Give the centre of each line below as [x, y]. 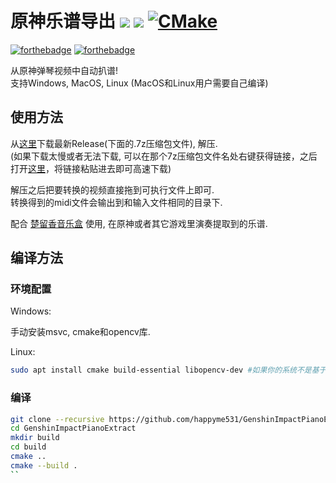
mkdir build [35, 438]
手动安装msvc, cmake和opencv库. [80, 332]
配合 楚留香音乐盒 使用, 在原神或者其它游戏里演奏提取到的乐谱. [139, 223]
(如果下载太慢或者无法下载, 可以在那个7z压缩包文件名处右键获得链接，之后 [164, 156]
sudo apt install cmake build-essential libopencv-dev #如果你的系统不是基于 [168, 370]
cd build [28, 447]
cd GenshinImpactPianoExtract [73, 428]
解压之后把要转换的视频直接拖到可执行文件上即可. [112, 189]
